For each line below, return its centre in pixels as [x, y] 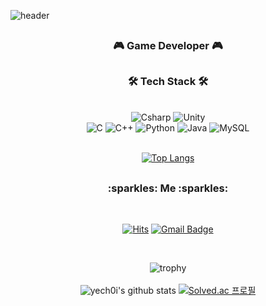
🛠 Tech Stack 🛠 [168, 81]
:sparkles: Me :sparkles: [168, 188]
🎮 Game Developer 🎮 [168, 46]
